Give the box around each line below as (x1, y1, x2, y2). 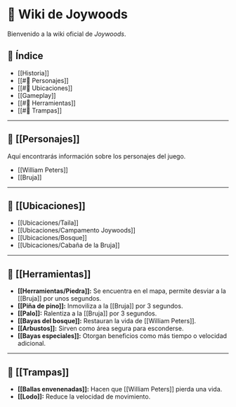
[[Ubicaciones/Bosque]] (17, 234, 88, 242)
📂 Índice (7, 50, 44, 62)
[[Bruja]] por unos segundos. (17, 294, 102, 303)
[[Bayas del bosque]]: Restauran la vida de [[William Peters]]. (17, 317, 197, 325)
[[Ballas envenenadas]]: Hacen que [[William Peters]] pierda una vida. (17, 385, 223, 393)
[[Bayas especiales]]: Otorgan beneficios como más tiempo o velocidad (17, 332, 227, 340)
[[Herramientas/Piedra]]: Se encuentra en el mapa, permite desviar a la (17, 287, 226, 295)
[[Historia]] (17, 68, 49, 77)
